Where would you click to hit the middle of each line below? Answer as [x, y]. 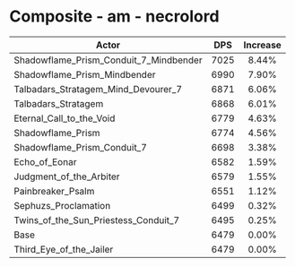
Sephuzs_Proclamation [62, 205]
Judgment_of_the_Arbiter [67, 177]
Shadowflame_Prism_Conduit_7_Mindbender [108, 60]
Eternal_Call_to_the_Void [65, 118]
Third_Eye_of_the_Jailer [64, 249]
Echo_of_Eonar [45, 161]
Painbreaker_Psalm [54, 191]
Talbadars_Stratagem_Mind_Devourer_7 [98, 89]
